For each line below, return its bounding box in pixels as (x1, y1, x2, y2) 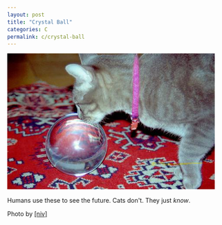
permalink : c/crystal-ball (7, 33, 85, 40)
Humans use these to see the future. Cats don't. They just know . (7, 197, 191, 205)
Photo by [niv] (7, 210, 48, 218)
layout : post (7, 11, 45, 18)
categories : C (7, 26, 48, 33)
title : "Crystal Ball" (7, 18, 73, 26)
